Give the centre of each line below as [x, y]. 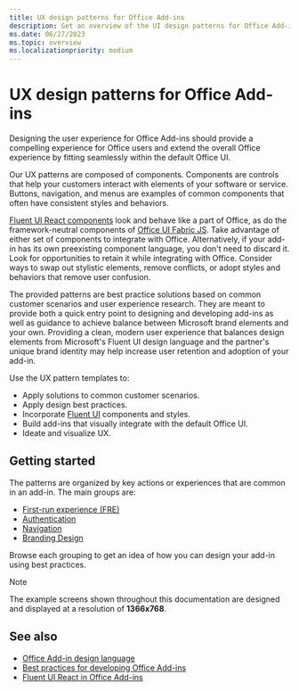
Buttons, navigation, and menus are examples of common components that [147, 193]
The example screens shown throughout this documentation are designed [145, 599]
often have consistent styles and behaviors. [89, 203]
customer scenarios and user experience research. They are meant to [137, 304]
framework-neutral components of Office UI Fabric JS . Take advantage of [145, 230]
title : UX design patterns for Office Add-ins [97, 17]
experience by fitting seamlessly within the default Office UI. [120, 158]
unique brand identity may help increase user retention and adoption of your [149, 351]
